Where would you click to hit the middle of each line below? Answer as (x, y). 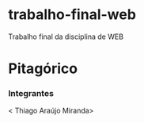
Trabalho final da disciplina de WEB (66, 37)
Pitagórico (43, 69)
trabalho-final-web (72, 15)
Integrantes (31, 94)
